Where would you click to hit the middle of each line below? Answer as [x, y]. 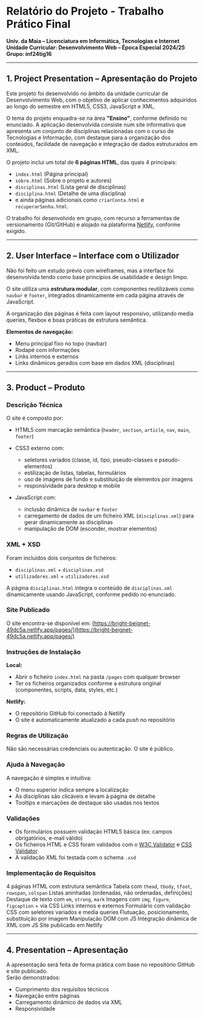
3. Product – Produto [46, 387]
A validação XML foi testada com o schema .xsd [76, 857]
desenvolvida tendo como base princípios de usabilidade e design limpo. [97, 277]
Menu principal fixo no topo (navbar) [61, 343]
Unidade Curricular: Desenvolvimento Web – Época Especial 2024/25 [96, 47]
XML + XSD [23, 544]
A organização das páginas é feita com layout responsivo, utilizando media [100, 313]
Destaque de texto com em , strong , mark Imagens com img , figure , [89, 899]
